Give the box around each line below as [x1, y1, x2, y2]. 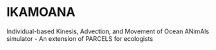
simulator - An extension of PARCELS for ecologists [6, 34, 154, 42]
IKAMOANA [6, 4, 75, 20]
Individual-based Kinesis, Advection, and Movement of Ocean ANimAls [6, 27, 209, 35]
